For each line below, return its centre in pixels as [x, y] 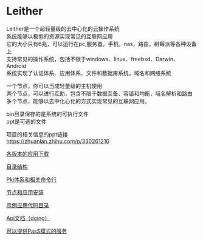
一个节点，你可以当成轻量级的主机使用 [54, 85]
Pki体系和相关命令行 [32, 179]
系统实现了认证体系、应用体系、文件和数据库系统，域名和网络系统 [89, 73]
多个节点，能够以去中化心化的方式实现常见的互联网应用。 [78, 101]
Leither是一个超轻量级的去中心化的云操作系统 [63, 28]
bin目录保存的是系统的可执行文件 [48, 114]
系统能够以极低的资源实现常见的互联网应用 [60, 36]
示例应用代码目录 [28, 205]
